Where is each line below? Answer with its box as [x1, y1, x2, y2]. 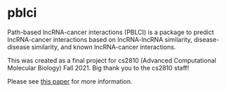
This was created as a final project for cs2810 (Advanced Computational [7, 56, 216, 64]
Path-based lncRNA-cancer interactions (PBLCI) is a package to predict [7, 28, 214, 36]
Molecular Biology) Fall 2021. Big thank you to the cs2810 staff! [7, 63, 190, 72]
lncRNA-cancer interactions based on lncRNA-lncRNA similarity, [7, 35, 193, 43]
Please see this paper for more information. [7, 77, 133, 85]
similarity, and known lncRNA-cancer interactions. [31, 43, 176, 51]
